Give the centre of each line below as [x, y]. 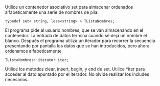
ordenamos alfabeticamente [34, 51]
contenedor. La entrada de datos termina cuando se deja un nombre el [76, 35]
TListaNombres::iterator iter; [37, 60]
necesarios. [17, 79]
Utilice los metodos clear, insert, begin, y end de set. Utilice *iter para [75, 69]
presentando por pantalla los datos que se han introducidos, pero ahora [77, 46]
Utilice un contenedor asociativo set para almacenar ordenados [69, 7]
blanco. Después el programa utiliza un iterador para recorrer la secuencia [80, 41]
